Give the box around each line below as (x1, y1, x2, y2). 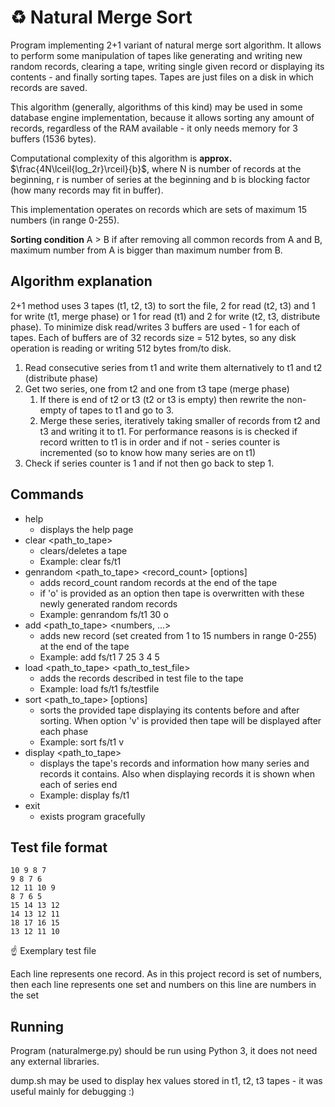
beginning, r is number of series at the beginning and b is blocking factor (10, 173, 311, 185)
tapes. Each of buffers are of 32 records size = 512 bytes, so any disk (10, 331, 297, 343)
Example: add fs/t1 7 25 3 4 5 (39, 651, 160, 663)
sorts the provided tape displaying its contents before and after (39, 704, 300, 716)
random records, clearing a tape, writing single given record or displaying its (10, 60, 325, 72)
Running (10, 1018, 65, 1035)
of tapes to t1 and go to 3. (68, 404, 175, 416)
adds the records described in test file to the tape (39, 672, 244, 684)
